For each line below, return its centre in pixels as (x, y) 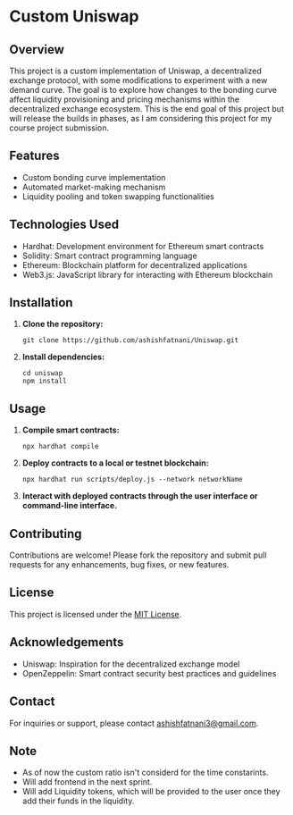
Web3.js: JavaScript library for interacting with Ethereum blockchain (147, 274)
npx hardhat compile (60, 447)
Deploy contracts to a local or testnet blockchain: (115, 463)
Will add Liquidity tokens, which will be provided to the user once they (151, 792)
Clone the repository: (63, 324)
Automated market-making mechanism (94, 187)
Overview (37, 50)
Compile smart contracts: (71, 430)
